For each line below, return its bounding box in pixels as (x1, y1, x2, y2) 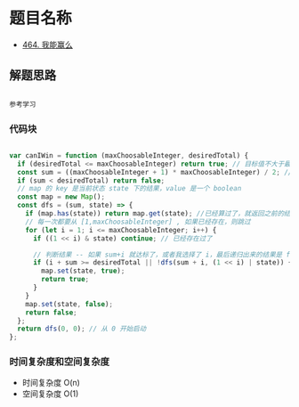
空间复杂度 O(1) (21, 388, 79, 399)
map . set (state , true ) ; (41, 266, 125, 276)
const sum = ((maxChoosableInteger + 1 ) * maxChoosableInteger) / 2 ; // (17, 167, 293, 176)
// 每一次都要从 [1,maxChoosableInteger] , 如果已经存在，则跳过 (25, 217, 251, 226)
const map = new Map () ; (17, 192, 105, 201)
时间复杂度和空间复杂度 (9, 355, 109, 368)
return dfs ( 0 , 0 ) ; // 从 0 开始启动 (17, 324, 147, 334)
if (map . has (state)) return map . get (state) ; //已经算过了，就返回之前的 (25, 209, 285, 218)
